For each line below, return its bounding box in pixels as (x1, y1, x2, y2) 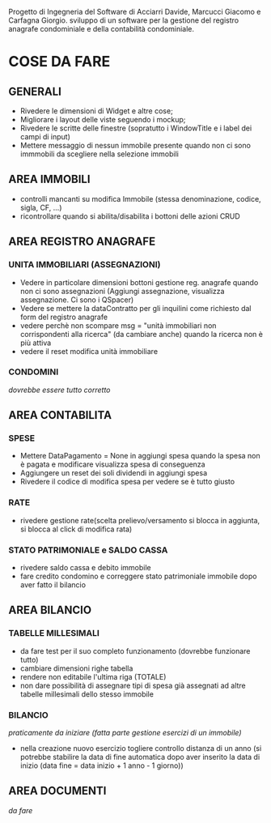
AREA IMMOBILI (8, 173, 91, 186)
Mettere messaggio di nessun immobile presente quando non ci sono (19, 141, 251, 150)
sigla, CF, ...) (19, 203, 62, 212)
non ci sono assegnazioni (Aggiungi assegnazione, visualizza (19, 286, 225, 296)
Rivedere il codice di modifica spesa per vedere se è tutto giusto (19, 477, 235, 487)
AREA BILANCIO (8, 603, 91, 617)
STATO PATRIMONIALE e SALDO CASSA (8, 544, 168, 556)
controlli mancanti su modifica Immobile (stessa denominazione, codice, (19, 194, 261, 203)
